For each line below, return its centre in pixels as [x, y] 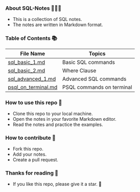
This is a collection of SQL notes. [48, 19]
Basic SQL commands [89, 62]
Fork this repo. [28, 149]
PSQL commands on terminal [97, 87]
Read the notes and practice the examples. [58, 124]
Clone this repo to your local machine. [53, 113]
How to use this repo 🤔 [34, 102]
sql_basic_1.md [27, 62]
